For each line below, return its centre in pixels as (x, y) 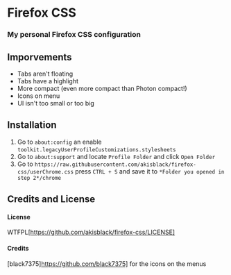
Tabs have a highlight (48, 81)
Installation (32, 125)
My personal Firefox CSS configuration (74, 35)
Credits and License (51, 199)
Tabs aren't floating (45, 74)
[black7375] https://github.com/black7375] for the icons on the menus (107, 264)
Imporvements (40, 57)
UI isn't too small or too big (56, 103)
